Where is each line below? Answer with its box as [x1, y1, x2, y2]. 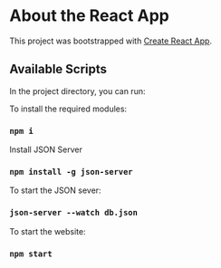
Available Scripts [9, 62, 107, 77]
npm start [9, 248, 53, 259]
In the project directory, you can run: [9, 85, 146, 96]
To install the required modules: [9, 103, 128, 114]
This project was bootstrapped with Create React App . [9, 35, 213, 46]
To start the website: [9, 225, 86, 236]
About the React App [9, 5, 169, 26]
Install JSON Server [9, 144, 83, 155]
